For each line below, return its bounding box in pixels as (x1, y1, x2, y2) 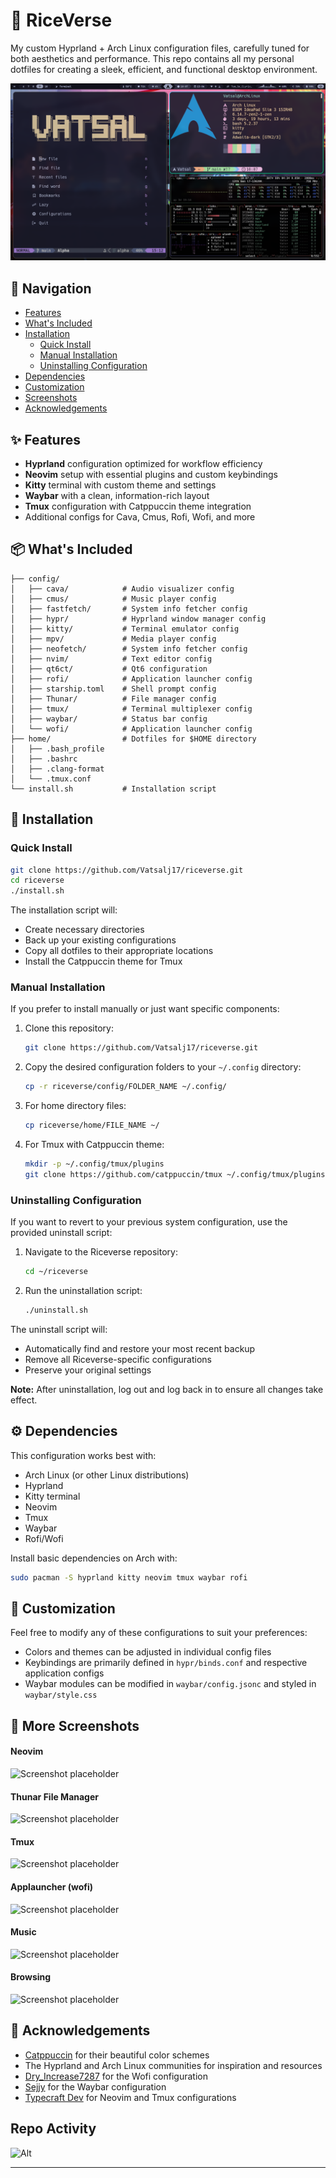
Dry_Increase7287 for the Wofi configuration (24, 2070, 208, 2082)
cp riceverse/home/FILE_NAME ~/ (24, 1120, 160, 1131)
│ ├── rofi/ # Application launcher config (10, 674, 253, 684)
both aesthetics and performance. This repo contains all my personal (10, 52, 295, 64)
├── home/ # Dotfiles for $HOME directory (10, 734, 257, 744)
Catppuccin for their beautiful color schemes (24, 2049, 210, 2061)
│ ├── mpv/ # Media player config (10, 634, 217, 644)
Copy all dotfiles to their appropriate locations (24, 945, 214, 957)
